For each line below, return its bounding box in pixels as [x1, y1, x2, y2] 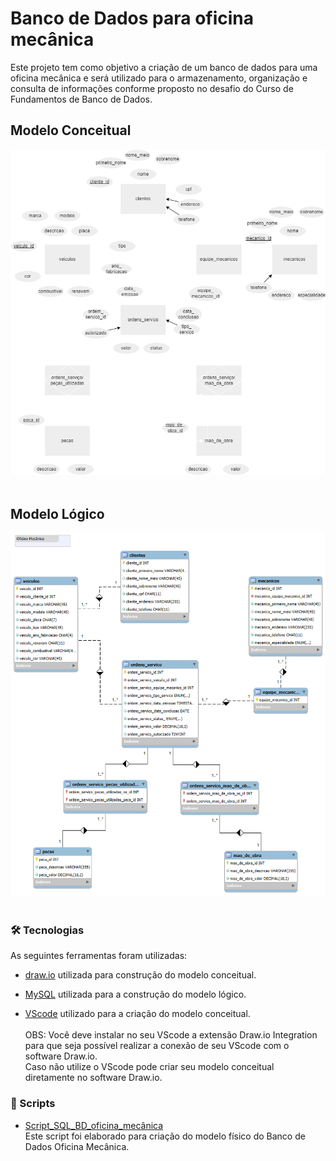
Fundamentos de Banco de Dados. [10, 93, 153, 105]
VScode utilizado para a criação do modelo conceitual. [24, 1008, 251, 1020]
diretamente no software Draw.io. [24, 1072, 163, 1084]
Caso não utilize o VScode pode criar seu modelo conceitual [24, 1061, 275, 1073]
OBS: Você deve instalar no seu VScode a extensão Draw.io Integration [24, 1029, 318, 1041]
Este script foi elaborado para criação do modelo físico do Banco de [24, 1130, 306, 1142]
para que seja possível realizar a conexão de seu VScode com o [24, 1040, 290, 1052]
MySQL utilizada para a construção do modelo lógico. [24, 988, 247, 1001]
